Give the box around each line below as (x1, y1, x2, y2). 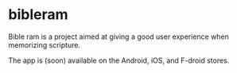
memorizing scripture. (8, 40, 81, 49)
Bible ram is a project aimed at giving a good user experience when (8, 32, 229, 41)
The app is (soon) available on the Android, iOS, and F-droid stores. (8, 56, 230, 65)
